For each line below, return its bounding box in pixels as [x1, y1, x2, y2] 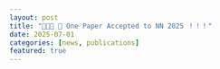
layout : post [9, 13, 59, 22]
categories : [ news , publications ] [9, 38, 140, 47]
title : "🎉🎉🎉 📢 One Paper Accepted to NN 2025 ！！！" [9, 22, 213, 30]
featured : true [9, 47, 67, 56]
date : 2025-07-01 [9, 30, 75, 39]
